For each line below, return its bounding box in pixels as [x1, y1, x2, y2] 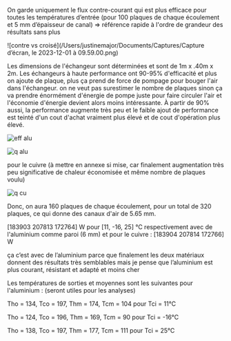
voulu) [7, 175, 26, 184]
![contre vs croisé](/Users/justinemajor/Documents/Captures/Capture [7, 41, 205, 49]
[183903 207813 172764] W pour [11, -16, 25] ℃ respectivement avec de [7, 223, 213, 231]
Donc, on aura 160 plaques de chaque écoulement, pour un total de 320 [7, 202, 212, 210]
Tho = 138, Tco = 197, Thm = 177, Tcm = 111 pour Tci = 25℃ [7, 327, 175, 334]
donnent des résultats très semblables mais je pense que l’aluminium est [7, 258, 213, 266]
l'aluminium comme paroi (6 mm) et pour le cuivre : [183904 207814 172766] [7, 231, 224, 238]
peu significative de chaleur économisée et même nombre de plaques [7, 168, 205, 176]
